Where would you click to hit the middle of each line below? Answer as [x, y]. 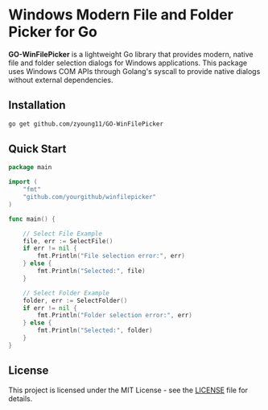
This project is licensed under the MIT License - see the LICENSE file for [128, 390]
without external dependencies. [61, 80]
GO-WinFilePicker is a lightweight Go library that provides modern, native [131, 54]
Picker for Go [53, 32]
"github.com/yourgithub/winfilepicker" [90, 197]
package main [30, 168]
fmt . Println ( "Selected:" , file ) [92, 271]
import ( [23, 182]
